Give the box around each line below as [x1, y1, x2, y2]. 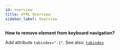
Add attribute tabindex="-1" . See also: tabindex [5, 40, 104, 46]
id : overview [5, 7, 33, 12]
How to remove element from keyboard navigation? [5, 30, 115, 36]
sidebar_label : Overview [5, 16, 57, 21]
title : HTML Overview [5, 12, 51, 17]
